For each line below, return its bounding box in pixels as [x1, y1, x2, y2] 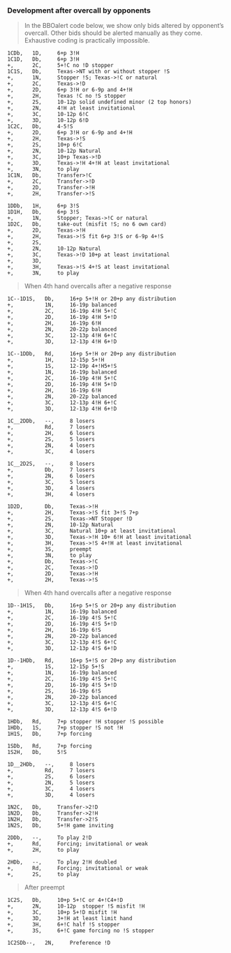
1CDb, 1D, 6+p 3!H [7, 50, 80, 57]
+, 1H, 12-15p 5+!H [7, 357, 105, 364]
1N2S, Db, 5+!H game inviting [7, 822, 114, 829]
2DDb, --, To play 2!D [7, 834, 92, 841]
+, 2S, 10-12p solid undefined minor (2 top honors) [7, 98, 192, 106]
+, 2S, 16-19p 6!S [7, 688, 101, 695]
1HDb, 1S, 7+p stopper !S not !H [7, 725, 124, 732]
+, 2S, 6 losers [7, 774, 96, 781]
